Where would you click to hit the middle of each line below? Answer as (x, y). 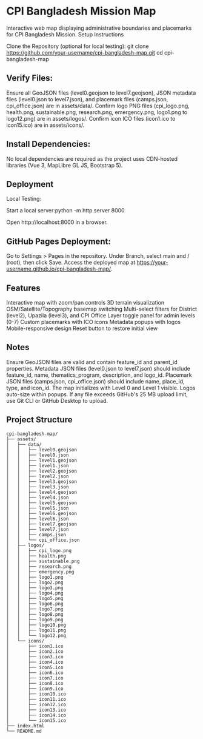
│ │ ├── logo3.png (35, 588)
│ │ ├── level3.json (38, 487)
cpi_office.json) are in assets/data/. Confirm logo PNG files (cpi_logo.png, (98, 106)
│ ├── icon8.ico (35, 683)
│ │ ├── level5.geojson (42, 503)
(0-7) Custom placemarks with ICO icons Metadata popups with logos (93, 322)
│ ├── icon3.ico (35, 656)
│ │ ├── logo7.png (35, 609)
